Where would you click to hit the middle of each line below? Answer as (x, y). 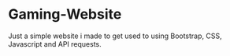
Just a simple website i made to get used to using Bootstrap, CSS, (115, 36)
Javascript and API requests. (55, 44)
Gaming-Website (65, 14)
